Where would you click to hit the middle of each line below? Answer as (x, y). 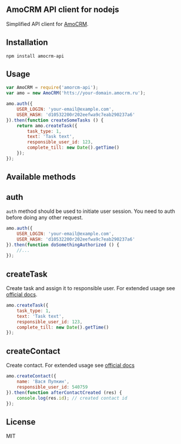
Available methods (41, 177)
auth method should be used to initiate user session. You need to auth (90, 211)
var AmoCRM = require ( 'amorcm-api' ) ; (52, 88)
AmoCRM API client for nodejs (63, 10)
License (21, 422)
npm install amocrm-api (35, 56)
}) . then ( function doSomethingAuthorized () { (63, 245)
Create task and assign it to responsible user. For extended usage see (90, 288)
